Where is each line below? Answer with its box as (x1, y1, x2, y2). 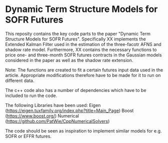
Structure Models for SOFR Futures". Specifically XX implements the (5, 36, 146, 42)
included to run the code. (5, 92, 58, 98)
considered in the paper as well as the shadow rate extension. (5, 57, 133, 63)
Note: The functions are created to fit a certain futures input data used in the (5, 66, 163, 73)
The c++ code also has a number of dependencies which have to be (5, 87, 146, 93)
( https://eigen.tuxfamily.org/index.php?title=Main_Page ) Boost (5, 107, 134, 113)
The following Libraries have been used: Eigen (5, 102, 101, 108)
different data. (5, 77, 35, 83)
